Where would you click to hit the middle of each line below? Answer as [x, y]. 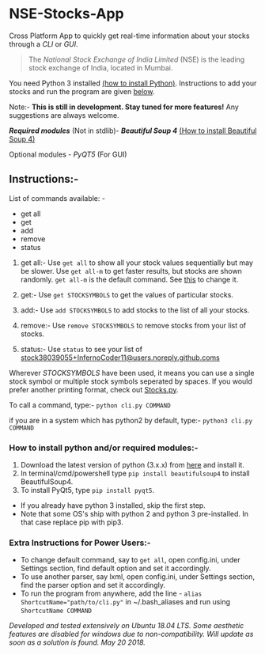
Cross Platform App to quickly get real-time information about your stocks [129, 36]
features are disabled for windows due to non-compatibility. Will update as [131, 634]
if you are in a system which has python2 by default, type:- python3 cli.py [131, 420]
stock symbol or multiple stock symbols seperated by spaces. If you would [131, 381]
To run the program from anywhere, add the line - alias [111, 593]
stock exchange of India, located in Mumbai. [100, 67]
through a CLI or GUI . [44, 44]
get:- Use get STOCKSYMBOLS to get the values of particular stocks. [127, 294]
